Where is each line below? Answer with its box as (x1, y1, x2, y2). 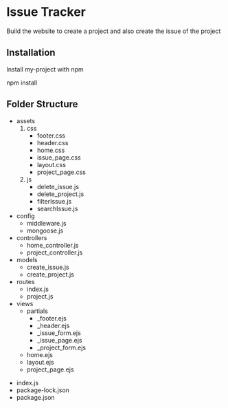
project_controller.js (26, 248, 83, 257)
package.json (16, 393, 56, 401)
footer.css (36, 131, 66, 140)
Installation (6, 47, 56, 58)
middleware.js (26, 219, 67, 227)
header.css (36, 138, 69, 147)
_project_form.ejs (36, 343, 87, 352)
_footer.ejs (36, 314, 67, 322)
